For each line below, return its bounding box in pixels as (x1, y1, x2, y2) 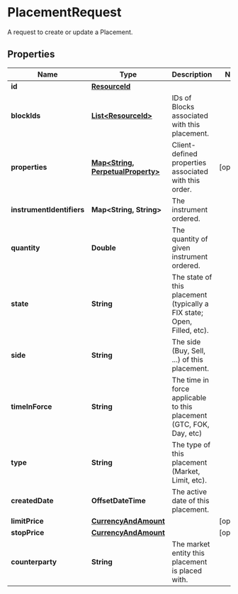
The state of (171, 272, 212, 282)
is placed (171, 566, 203, 576)
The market (171, 539, 210, 549)
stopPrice (11, 527, 45, 537)
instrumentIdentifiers (11, 204, 85, 214)
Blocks (171, 101, 195, 111)
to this (171, 402, 193, 412)
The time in (171, 375, 210, 385)
